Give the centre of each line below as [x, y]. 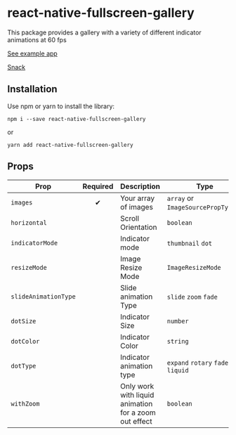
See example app [32, 53]
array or [181, 198]
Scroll [130, 218]
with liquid [137, 395]
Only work [137, 386]
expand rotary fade [198, 363]
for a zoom [138, 413]
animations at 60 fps [37, 39]
